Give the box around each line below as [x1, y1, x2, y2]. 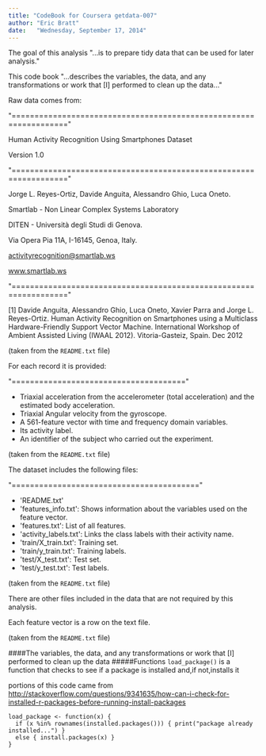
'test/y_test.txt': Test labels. [19, 563, 109, 573]
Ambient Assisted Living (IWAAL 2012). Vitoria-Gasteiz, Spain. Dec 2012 [8, 331, 243, 340]
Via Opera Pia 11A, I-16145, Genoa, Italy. [8, 236, 138, 245]
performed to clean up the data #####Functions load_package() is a [8, 657, 231, 666]
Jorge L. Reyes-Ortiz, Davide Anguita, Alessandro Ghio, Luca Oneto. [8, 190, 231, 199]
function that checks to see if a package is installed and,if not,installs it [8, 666, 240, 675]
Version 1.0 [8, 150, 44, 159]
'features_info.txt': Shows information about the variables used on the [19, 505, 248, 514]
